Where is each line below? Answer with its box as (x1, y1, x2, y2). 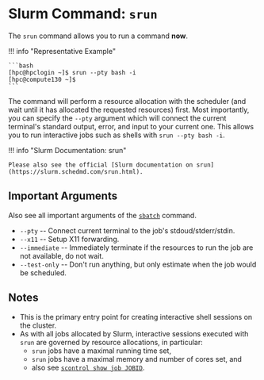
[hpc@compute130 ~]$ (8, 75, 77, 83)
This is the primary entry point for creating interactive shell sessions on (19, 312, 253, 321)
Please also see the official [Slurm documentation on (8, 160, 193, 169)
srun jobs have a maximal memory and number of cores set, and (31, 354, 242, 363)
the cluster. (19, 321, 57, 330)
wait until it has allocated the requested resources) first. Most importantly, (8, 105, 250, 114)
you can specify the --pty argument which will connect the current (8, 113, 227, 123)
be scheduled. (19, 267, 67, 278)
